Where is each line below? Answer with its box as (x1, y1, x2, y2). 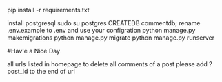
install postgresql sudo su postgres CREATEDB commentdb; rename (7, 19, 201, 27)
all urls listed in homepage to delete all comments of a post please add (7, 60, 208, 68)
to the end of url (29, 68, 76, 75)
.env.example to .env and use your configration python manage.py (7, 27, 196, 34)
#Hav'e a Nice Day (7, 47, 61, 55)
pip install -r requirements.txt (7, 6, 90, 14)
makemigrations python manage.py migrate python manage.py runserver (7, 33, 215, 42)
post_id (7, 68, 28, 75)
